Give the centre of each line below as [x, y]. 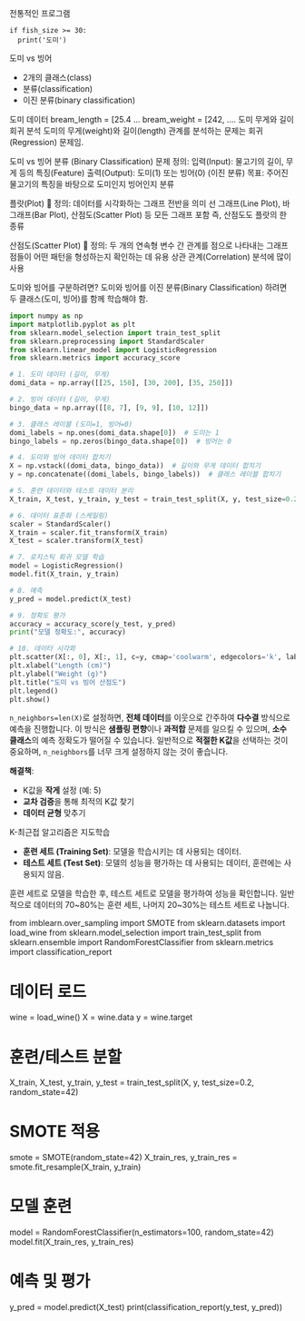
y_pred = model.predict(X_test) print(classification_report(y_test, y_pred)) [146, 1307]
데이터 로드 [48, 991]
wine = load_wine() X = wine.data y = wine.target [101, 1017]
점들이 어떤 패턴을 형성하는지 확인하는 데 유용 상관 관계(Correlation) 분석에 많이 [151, 256]
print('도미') [42, 40]
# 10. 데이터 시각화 [42, 649]
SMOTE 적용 [54, 1132]
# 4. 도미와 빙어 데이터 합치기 [60, 458]
